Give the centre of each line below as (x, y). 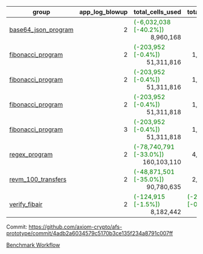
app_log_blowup (104, 12)
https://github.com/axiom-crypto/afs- (76, 227)
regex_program (31, 155)
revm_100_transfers (38, 179)
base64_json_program (41, 30)
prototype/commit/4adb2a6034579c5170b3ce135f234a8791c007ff (90, 233)
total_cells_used (157, 12)
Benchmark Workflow (33, 245)
